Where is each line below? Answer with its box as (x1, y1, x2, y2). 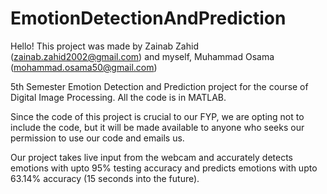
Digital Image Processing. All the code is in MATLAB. (10, 91, 227, 103)
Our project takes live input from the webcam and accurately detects (10, 151, 293, 163)
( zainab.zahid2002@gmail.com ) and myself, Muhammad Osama (10, 50, 275, 62)
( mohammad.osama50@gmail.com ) (10, 61, 158, 73)
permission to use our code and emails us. (10, 132, 185, 144)
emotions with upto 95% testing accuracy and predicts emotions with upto (10, 162, 318, 174)
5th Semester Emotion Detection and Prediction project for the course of (10, 80, 309, 92)
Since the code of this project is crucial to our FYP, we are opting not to (10, 110, 305, 122)
